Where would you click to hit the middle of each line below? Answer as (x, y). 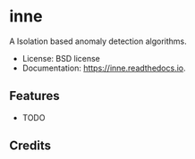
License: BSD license (61, 58)
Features (34, 96)
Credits (30, 146)
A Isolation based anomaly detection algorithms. (98, 41)
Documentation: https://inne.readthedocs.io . (104, 68)
